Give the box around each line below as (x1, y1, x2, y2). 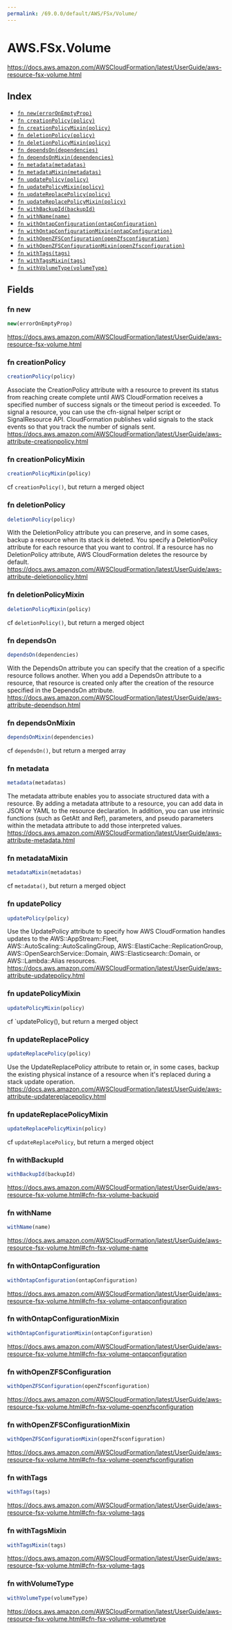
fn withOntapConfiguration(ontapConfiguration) (17, 221, 157, 228)
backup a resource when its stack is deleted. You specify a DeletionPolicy (7, 535, 218, 544)
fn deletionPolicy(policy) (17, 132, 96, 139)
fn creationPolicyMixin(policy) (17, 125, 111, 132)
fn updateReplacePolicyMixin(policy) (17, 198, 127, 205)
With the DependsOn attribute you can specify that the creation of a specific (7, 664, 225, 672)
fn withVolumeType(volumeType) (17, 265, 108, 272)
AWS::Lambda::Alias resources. (7, 956, 97, 965)
